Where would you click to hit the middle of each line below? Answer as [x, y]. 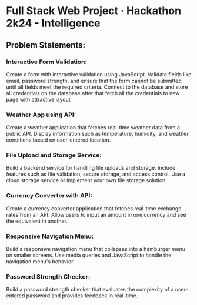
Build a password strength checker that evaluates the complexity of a [90, 290]
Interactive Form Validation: [46, 62]
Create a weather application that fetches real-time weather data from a [93, 128]
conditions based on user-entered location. [59, 140]
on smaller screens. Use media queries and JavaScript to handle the [89, 255]
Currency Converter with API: [49, 196]
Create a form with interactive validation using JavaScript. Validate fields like [99, 74]
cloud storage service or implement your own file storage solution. [87, 180]
